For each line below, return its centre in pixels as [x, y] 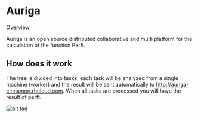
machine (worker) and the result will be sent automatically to [81, 84]
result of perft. [24, 97]
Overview [18, 27]
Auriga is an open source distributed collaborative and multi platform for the [99, 39]
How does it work [39, 64]
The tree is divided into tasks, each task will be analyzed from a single [92, 78]
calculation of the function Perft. [46, 45]
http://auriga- [172, 84]
